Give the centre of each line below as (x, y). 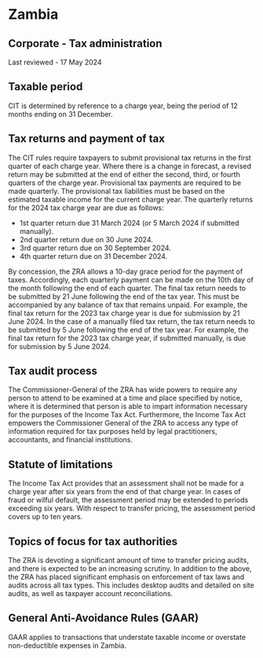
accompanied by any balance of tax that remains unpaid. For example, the (128, 304)
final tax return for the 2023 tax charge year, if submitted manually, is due (127, 338)
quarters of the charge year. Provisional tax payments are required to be (125, 183)
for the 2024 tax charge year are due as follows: (86, 207)
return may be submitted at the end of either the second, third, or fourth (124, 174)
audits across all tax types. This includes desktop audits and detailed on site (131, 585)
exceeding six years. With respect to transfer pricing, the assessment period (131, 508)
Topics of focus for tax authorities (93, 542)
